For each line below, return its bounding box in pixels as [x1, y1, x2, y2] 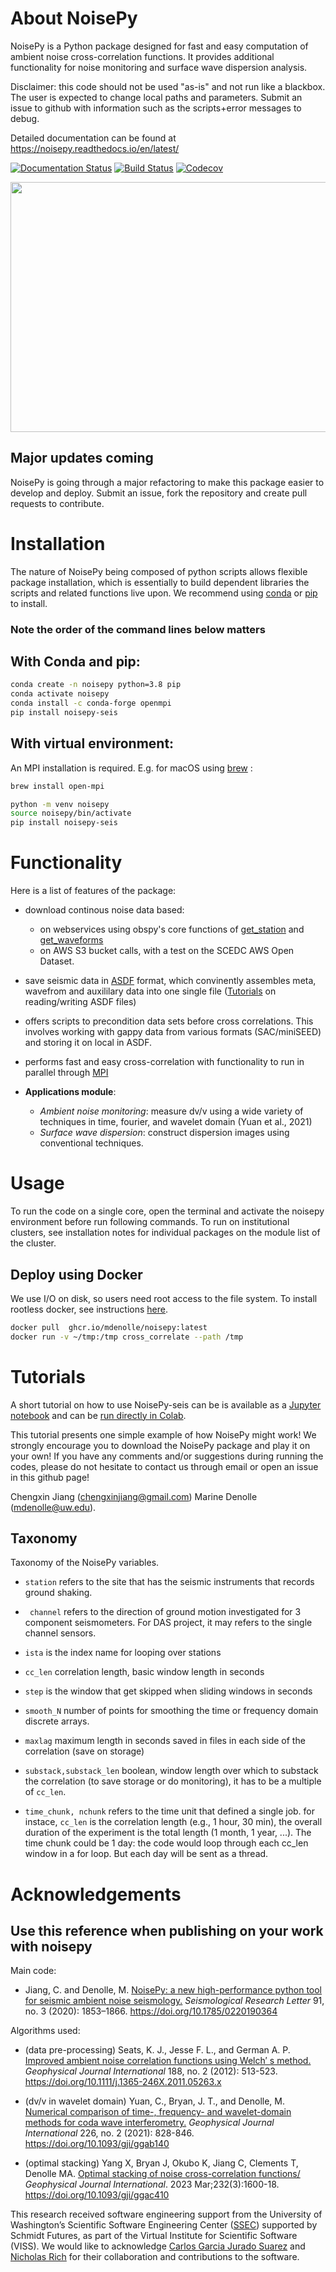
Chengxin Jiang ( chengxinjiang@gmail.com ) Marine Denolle [10, 1490, 258, 1502]
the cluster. [10, 1237, 57, 1249]
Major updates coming [10, 450, 154, 467]
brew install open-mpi [10, 781, 105, 791]
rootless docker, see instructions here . [10, 1303, 169, 1315]
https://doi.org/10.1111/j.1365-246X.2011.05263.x [24, 2076, 222, 2088]
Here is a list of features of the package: [10, 885, 177, 897]
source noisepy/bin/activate [10, 808, 132, 819]
